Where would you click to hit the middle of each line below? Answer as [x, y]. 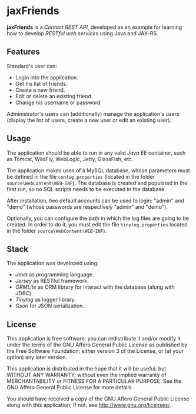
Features [23, 52]
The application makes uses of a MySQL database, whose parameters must [98, 170]
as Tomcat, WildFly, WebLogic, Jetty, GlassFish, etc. [70, 159]
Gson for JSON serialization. [50, 306]
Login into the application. [47, 77]
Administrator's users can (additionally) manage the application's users [93, 113]
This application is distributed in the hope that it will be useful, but [87, 369]
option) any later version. [37, 358]
